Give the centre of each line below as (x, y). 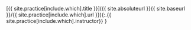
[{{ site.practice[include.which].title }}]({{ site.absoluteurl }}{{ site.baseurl (96, 9)
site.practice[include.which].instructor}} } (57, 21)
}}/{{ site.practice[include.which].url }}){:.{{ (59, 15)
